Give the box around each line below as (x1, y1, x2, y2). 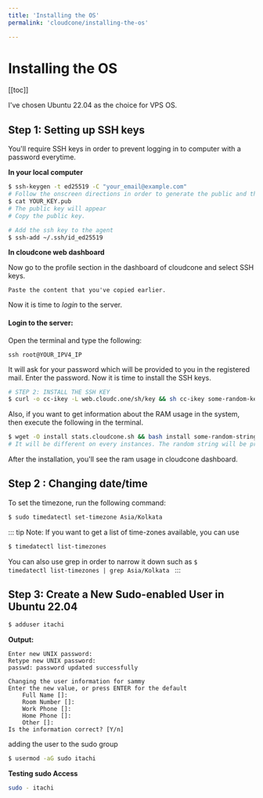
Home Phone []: (22, 712, 72, 720)
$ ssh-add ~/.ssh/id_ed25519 (8, 233, 103, 242)
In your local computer (8, 168, 84, 177)
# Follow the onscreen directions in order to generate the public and (8, 190, 247, 199)
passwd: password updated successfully (8, 664, 139, 672)
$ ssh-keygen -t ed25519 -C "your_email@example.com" (8, 183, 188, 191)
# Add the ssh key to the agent (8, 226, 113, 234)
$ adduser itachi (8, 621, 65, 629)
